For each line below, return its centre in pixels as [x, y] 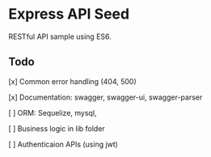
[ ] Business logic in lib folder [57, 128]
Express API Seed [69, 14]
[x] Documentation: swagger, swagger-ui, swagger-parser [105, 97]
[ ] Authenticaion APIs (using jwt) [63, 144]
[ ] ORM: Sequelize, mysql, [53, 112]
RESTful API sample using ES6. [60, 36]
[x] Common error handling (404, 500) [72, 81]
